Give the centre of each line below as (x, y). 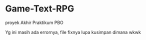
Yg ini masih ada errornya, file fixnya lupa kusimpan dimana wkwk (73, 32)
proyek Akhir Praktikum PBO (34, 22)
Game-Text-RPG (40, 9)
